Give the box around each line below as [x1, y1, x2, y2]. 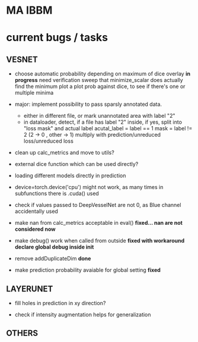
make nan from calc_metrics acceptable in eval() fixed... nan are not [14, 219, 183, 227]
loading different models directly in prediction [14, 172, 126, 179]
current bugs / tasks [6, 31, 108, 45]
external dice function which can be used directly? [14, 161, 139, 168]
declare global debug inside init [14, 243, 94, 250]
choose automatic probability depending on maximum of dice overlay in [14, 70, 191, 77]
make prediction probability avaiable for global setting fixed [14, 266, 161, 274]
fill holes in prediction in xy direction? [14, 300, 106, 306]
